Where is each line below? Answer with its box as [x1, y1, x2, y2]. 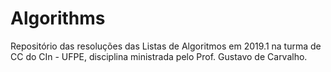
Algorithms [10, 7, 106, 30]
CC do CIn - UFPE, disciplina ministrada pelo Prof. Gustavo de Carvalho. [10, 50, 308, 62]
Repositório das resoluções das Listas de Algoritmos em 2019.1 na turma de [10, 40, 322, 52]
